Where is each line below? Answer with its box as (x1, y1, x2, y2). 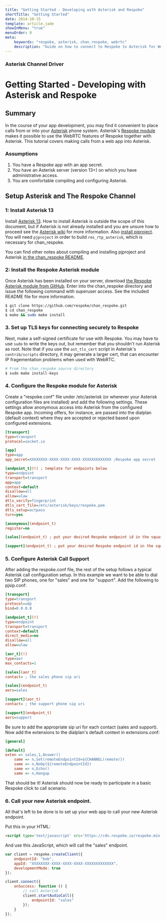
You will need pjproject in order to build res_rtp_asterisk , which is (5, 234, 143, 240)
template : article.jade (5, 21, 54, 26)
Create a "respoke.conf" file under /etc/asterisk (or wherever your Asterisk (5, 394, 157, 399)
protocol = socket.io (5, 439, 45, 444)
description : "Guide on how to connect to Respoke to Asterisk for (14, 44, 156, 49)
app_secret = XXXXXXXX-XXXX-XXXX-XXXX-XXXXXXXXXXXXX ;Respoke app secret (5, 457, 156, 462)
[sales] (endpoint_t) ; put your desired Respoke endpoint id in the (5, 534, 149, 540)
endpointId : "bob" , (14, 856, 54, 861)
